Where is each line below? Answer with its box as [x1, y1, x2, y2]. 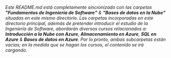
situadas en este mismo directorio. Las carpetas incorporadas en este [5, 15, 154, 21]
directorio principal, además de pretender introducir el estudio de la [5, 20, 148, 26]
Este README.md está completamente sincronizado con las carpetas [5, 5, 152, 10]
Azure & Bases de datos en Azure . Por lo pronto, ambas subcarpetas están [5, 36, 166, 42]
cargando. [5, 47, 28, 53]
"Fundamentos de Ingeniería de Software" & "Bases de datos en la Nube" [5, 10, 166, 16]
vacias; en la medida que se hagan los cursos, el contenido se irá [5, 42, 144, 47]
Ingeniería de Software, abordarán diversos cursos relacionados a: [5, 26, 147, 32]
